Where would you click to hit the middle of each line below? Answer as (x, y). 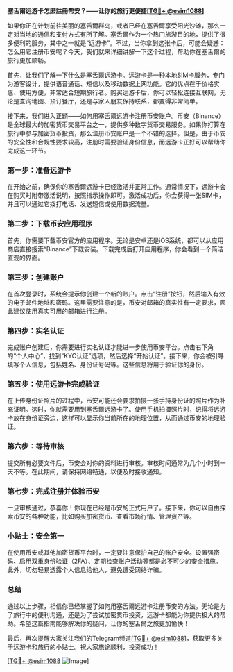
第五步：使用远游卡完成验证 (53, 385)
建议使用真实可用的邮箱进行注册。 (62, 311)
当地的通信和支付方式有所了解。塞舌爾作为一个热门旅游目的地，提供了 (119, 34)
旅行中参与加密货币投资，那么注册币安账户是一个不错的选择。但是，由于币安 (116, 133)
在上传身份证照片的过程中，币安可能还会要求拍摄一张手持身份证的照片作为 (113, 401)
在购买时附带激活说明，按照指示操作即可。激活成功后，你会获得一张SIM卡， (116, 195)
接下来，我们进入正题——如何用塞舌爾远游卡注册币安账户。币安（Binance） (116, 116)
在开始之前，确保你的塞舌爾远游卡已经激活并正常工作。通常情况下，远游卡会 (116, 187)
